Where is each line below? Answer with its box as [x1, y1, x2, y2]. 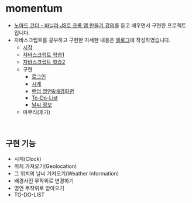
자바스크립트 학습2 [22, 58, 66, 66]
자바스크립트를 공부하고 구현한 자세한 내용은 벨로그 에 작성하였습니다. [13, 36, 171, 43]
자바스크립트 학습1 [22, 51, 65, 58]
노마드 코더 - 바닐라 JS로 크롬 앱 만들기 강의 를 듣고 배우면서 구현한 [13, 22, 166, 29]
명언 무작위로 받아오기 [13, 184, 65, 191]
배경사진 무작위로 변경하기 [13, 177, 74, 184]
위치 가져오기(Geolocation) [13, 163, 77, 170]
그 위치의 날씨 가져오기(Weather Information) [13, 170, 119, 177]
